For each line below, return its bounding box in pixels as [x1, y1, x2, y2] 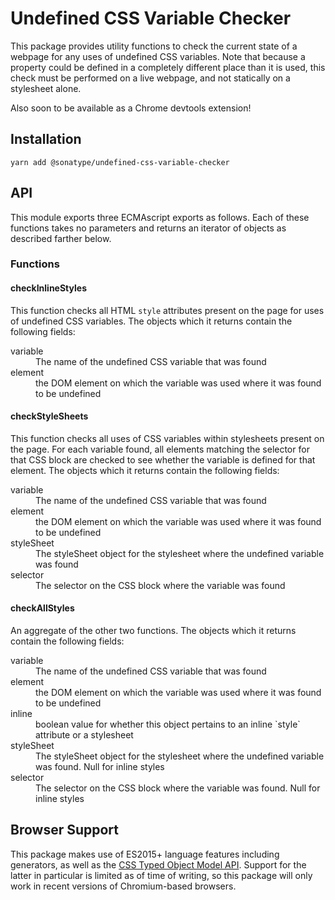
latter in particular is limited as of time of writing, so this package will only [10, 869, 313, 881]
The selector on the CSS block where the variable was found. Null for [35, 782, 321, 794]
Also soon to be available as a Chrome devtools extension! [10, 102, 252, 114]
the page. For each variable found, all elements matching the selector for [10, 443, 310, 455]
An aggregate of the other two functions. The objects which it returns [10, 625, 297, 637]
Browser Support [10, 822, 120, 839]
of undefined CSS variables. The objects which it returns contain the [10, 315, 293, 327]
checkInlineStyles [10, 282, 87, 294]
